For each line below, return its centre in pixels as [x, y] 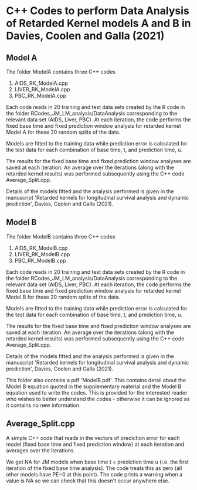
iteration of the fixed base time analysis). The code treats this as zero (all [94, 468]
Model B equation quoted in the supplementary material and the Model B [94, 386]
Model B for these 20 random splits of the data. [63, 297]
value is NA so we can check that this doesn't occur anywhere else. [88, 481]
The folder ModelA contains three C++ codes [61, 72]
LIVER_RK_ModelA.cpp [42, 89]
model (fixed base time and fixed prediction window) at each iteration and [95, 444]
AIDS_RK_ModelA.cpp [41, 83]
